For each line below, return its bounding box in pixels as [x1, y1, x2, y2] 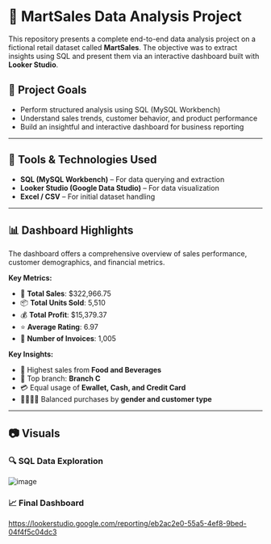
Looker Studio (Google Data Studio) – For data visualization [19, 183, 219, 192]
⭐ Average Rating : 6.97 [19, 323, 98, 332]
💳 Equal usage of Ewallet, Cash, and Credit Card [19, 383, 186, 393]
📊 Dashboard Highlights [8, 223, 134, 237]
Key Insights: [8, 349, 54, 359]
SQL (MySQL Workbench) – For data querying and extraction [19, 174, 225, 184]
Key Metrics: [8, 273, 52, 283]
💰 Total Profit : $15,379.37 [19, 310, 107, 320]
